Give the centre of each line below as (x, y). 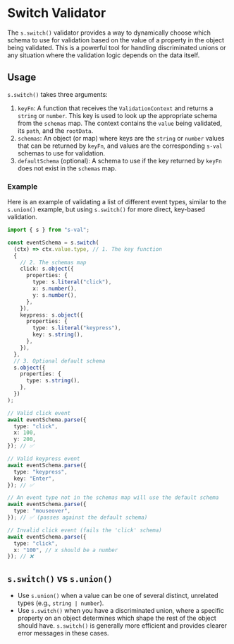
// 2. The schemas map (53, 262)
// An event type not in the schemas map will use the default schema (113, 498)
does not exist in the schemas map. (67, 168)
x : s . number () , (55, 289)
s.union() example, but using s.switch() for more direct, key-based (106, 209)
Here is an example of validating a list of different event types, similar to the (117, 202)
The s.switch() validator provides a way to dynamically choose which (109, 33)
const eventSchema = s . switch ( (53, 242)
